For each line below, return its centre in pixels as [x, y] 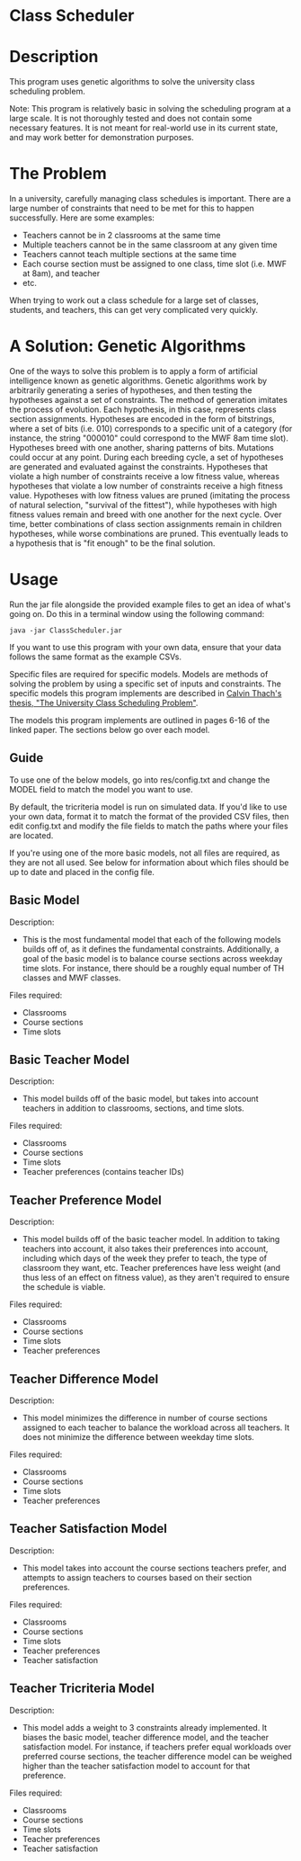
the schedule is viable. [64, 1287]
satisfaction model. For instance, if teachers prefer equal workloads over [157, 1747]
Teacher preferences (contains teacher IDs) [103, 1172]
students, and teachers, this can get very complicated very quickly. [134, 310]
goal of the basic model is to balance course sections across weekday [152, 958]
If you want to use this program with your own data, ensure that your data [145, 647]
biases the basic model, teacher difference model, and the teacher [146, 1737]
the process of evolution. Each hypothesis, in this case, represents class [143, 409]
